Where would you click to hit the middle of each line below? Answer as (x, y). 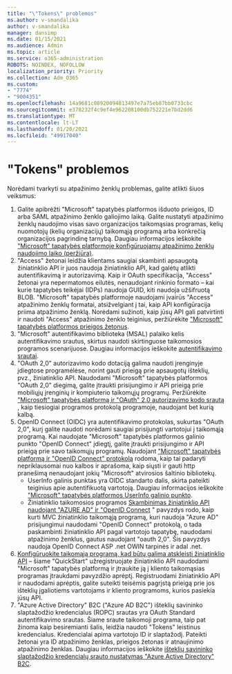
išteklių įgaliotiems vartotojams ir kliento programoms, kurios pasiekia (116, 591)
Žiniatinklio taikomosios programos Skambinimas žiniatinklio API (118, 503)
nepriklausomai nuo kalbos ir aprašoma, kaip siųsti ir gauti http (106, 466)
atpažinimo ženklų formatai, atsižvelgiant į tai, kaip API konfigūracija (114, 305)
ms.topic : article (33, 52)
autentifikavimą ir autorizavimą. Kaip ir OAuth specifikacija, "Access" (115, 275)
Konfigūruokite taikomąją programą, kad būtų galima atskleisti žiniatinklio (121, 554)
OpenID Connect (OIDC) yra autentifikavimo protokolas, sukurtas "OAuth (120, 422)
